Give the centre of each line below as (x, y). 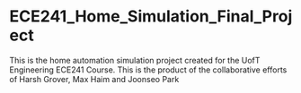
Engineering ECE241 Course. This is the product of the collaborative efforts (148, 70)
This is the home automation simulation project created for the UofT (135, 60)
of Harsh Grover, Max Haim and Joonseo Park (94, 79)
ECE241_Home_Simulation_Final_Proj (151, 17)
